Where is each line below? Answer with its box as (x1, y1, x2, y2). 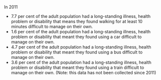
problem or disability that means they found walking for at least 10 (11, 19, 143, 24)
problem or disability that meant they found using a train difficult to (11, 65, 144, 70)
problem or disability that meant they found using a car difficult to (11, 34, 142, 40)
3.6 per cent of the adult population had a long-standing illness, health (11, 60, 151, 65)
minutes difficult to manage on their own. (11, 24, 93, 29)
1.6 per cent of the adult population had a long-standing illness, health (11, 29, 151, 34)
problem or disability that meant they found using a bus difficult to (11, 49, 143, 55)
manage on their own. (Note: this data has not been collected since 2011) (11, 70, 157, 75)
